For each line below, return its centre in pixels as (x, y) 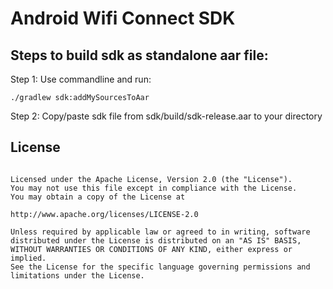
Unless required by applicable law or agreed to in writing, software (160, 232)
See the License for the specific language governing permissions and (160, 267)
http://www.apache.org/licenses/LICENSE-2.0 (104, 214)
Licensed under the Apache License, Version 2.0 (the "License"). (151, 179)
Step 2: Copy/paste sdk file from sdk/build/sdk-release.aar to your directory (166, 116)
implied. (28, 258)
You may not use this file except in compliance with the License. (154, 188)
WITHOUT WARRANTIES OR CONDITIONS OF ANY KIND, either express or (151, 249)
